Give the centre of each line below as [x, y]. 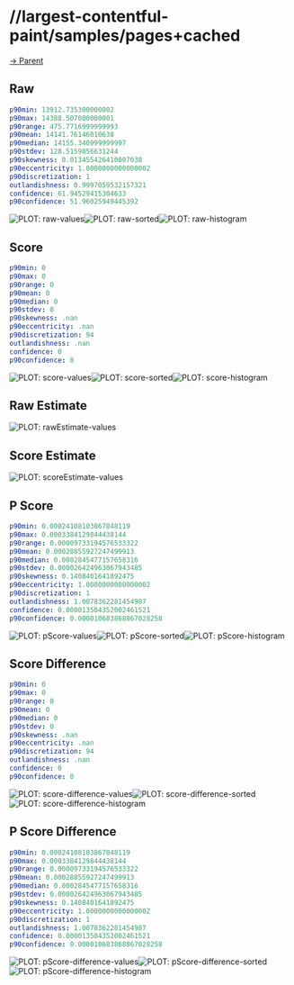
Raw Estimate [48, 406]
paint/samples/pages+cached [125, 36]
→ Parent [27, 60]
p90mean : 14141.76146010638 [62, 135]
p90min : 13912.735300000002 [62, 110]
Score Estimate [53, 455]
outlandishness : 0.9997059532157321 [78, 185]
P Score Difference [63, 831]
